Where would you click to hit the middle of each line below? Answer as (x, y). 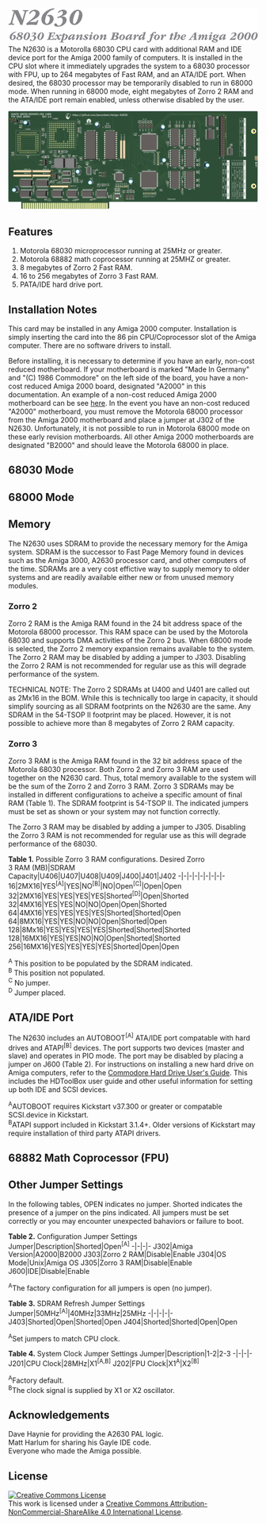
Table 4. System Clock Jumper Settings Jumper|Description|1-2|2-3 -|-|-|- (131, 1354)
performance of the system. (54, 673)
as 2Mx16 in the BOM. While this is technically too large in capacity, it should (133, 697)
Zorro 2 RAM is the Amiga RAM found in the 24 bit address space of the (125, 623)
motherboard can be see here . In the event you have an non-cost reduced (129, 403)
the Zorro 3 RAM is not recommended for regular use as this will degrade (127, 835)
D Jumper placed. (37, 992)
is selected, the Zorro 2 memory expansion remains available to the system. (132, 648)
